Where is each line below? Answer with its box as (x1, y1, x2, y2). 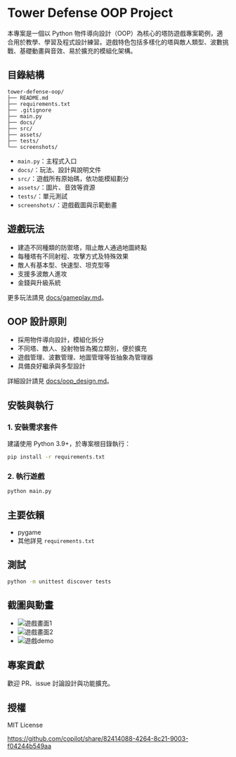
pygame (17, 528, 41, 537)
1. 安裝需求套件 (7, 422, 58, 432)
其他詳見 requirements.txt (17, 536, 95, 545)
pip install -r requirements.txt (7, 454, 105, 461)
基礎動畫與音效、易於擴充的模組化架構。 (19, 46, 137, 55)
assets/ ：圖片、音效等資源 (17, 183, 96, 191)
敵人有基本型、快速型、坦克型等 (17, 261, 110, 269)
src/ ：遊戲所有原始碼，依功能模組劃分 (17, 174, 129, 183)
